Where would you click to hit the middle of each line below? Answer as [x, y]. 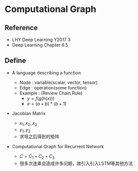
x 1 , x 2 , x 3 [28, 123]
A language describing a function [46, 72]
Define [15, 61]
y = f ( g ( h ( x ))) [41, 98]
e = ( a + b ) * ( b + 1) [47, 103]
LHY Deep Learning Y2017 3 [41, 39]
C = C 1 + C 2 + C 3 [37, 157]
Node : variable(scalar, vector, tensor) [58, 82]
